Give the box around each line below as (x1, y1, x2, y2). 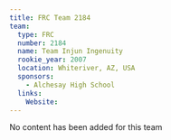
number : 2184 (17, 38, 67, 48)
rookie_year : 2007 (17, 55, 88, 64)
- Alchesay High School (25, 80, 116, 89)
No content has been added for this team (9, 122, 163, 133)
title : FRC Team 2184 (9, 13, 91, 23)
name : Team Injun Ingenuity (17, 47, 124, 56)
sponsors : (17, 72, 54, 81)
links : (17, 89, 43, 98)
